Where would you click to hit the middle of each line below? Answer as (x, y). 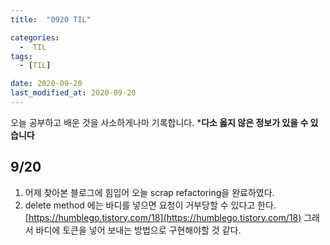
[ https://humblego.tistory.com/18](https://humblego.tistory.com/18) (163, 217)
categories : (35, 37)
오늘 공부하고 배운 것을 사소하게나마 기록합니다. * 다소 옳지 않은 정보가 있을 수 (159, 122)
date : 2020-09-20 (46, 84)
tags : (21, 56)
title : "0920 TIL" (51, 19)
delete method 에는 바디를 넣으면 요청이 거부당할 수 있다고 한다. (150, 205)
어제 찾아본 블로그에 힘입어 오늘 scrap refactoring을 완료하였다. (149, 192)
